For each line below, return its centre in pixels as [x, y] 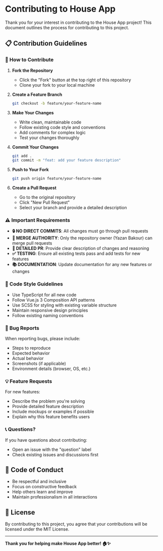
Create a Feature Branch [37, 94]
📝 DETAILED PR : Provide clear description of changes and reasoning [81, 249]
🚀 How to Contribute [29, 60]
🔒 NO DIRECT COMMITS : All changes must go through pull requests [80, 231]
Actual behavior [28, 358]
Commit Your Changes [35, 147]
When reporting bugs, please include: [43, 338]
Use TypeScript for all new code [44, 295]
